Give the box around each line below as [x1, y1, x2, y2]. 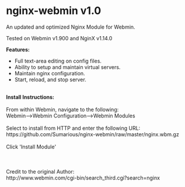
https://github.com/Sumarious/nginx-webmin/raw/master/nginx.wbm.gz [6, 130, 179, 138]
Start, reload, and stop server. [14, 76, 86, 83]
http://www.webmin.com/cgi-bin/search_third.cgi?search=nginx [6, 174, 160, 181]
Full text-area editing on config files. [14, 57, 102, 64]
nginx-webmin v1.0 [6, 4, 102, 18]
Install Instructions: [6, 93, 54, 101]
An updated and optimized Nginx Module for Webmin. [6, 23, 135, 30]
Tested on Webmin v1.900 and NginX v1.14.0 [6, 34, 113, 41]
